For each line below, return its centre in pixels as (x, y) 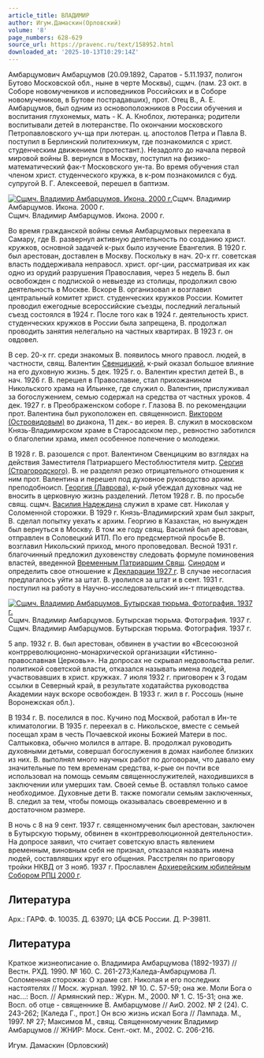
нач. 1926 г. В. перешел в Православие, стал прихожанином (110, 380)
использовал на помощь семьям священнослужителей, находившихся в (131, 776)
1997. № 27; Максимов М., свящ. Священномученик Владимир (113, 1021)
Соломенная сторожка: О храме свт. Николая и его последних (114, 979)
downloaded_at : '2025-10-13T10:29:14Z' (74, 52)
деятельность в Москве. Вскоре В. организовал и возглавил (110, 289)
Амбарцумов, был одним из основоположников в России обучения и (125, 108)
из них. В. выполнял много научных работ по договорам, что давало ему (131, 759)
